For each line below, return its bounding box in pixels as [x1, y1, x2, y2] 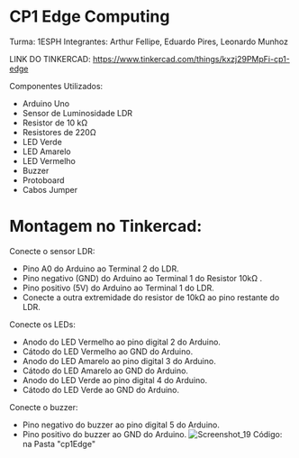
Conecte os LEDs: [9, 318, 77, 330]
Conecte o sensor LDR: [9, 245, 95, 256]
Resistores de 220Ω [22, 126, 96, 137]
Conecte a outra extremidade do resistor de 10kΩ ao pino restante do [22, 291, 280, 303]
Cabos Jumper [22, 184, 78, 195]
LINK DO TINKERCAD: [9, 53, 92, 64]
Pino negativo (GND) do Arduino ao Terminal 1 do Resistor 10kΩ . [22, 272, 263, 283]
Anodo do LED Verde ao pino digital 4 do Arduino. [22, 374, 208, 385]
